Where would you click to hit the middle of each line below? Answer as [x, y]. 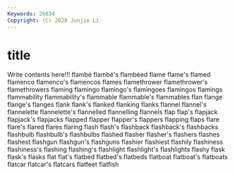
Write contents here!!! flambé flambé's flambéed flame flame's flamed [109, 75]
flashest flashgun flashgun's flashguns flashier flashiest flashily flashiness [115, 142]
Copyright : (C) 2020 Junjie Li [53, 20]
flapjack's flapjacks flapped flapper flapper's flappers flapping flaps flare [114, 120]
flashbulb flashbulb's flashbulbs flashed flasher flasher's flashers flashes [114, 135]
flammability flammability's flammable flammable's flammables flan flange [115, 97]
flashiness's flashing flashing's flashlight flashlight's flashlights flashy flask [116, 149]
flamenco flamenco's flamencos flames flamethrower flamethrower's [108, 82]
